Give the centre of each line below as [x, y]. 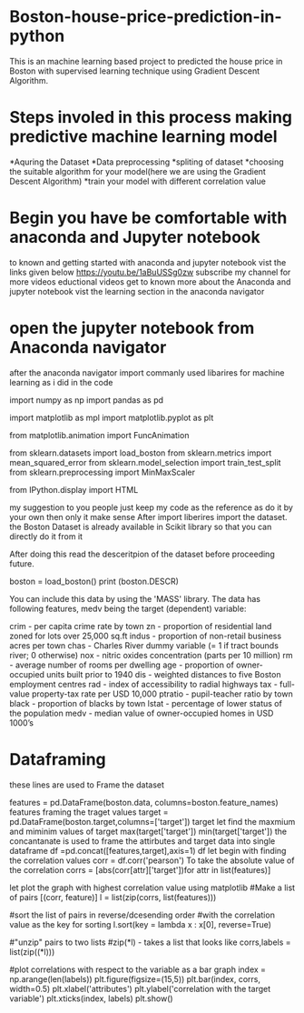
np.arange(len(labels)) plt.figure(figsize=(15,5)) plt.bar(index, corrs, [135, 978]
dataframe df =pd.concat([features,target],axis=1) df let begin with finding [148, 850]
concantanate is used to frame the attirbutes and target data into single [142, 841]
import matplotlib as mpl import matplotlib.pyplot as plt [112, 417]
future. [22, 563]
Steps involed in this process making [151, 118]
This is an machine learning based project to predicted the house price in [146, 61]
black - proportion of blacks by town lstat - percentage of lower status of [146, 703]
